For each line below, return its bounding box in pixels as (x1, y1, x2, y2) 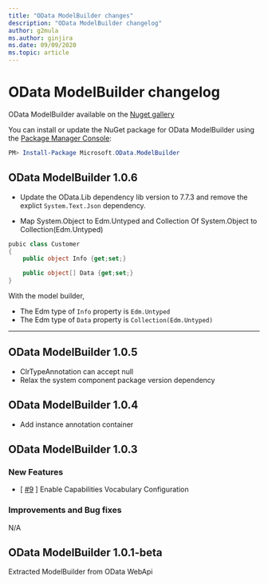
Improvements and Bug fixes (8, 504, 122, 515)
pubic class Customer (8, 240, 81, 248)
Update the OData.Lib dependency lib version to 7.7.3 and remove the (19, 192, 248, 202)
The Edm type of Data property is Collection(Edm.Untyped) (19, 315, 214, 324)
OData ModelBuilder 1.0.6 (8, 171, 138, 184)
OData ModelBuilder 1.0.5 (8, 345, 138, 359)
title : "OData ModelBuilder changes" (8, 11, 134, 20)
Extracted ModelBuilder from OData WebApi (8, 567, 153, 577)
